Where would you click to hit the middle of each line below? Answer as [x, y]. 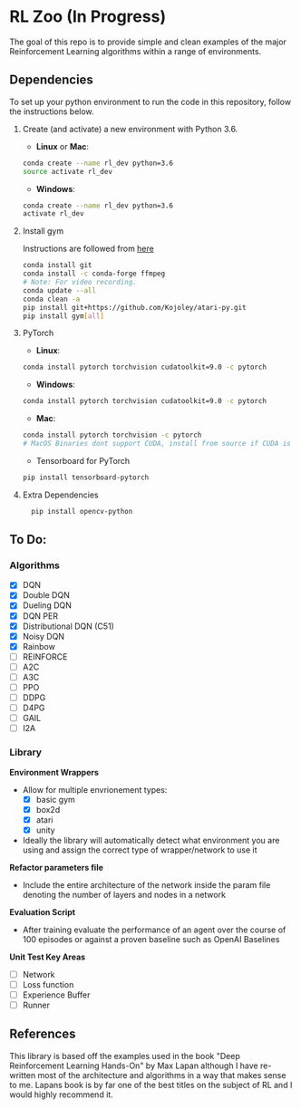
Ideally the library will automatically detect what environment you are [151, 840]
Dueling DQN [47, 605]
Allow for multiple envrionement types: [95, 789]
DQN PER [40, 616]
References [43, 1034]
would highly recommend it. [61, 1095]
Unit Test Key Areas [48, 957]
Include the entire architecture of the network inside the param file [146, 884]
